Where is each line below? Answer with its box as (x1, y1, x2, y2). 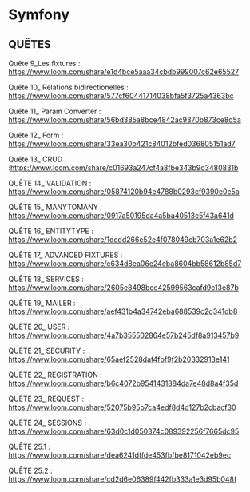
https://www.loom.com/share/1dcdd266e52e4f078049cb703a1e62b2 (8, 235, 238, 244)
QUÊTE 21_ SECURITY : (8, 346, 85, 355)
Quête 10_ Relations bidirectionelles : (8, 82, 129, 92)
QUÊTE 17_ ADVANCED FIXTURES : (8, 250, 123, 260)
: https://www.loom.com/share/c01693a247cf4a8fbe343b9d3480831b (8, 163, 239, 173)
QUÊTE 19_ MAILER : (8, 298, 76, 307)
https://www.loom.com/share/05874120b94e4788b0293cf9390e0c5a (8, 187, 240, 196)
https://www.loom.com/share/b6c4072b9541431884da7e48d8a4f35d (8, 379, 239, 388)
